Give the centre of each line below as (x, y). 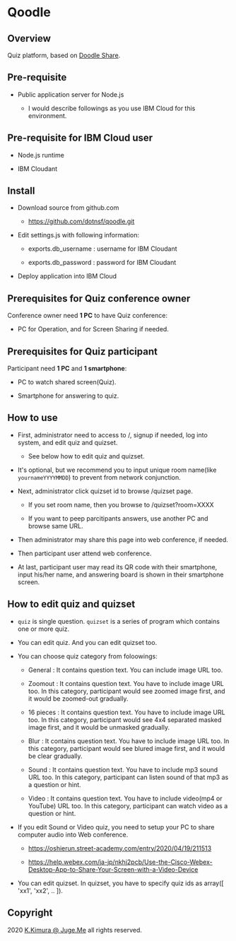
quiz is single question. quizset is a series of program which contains (119, 621)
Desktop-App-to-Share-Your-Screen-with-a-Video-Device (113, 869)
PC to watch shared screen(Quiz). (67, 382)
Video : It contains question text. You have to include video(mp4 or (125, 798)
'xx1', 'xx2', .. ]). (40, 890)
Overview (29, 39)
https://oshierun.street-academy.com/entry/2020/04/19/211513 (120, 848)
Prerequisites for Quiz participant (82, 351)
